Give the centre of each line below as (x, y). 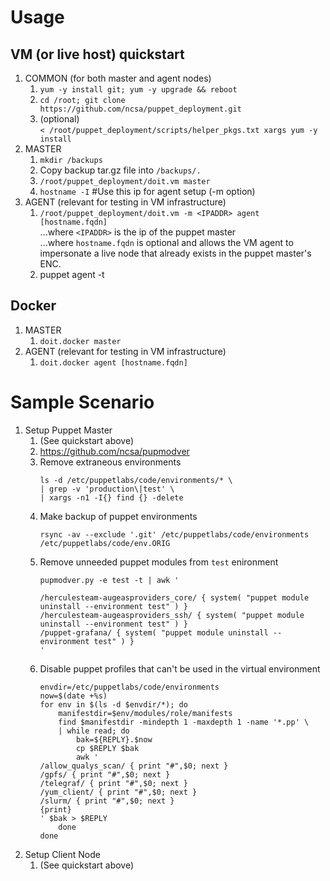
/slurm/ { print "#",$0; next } (107, 801)
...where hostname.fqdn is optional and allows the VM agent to (166, 242)
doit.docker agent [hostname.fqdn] (113, 362)
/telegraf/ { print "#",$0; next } (113, 783)
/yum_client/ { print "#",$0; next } (118, 792)
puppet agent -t (72, 274)
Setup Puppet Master (68, 430)
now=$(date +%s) (73, 696)
